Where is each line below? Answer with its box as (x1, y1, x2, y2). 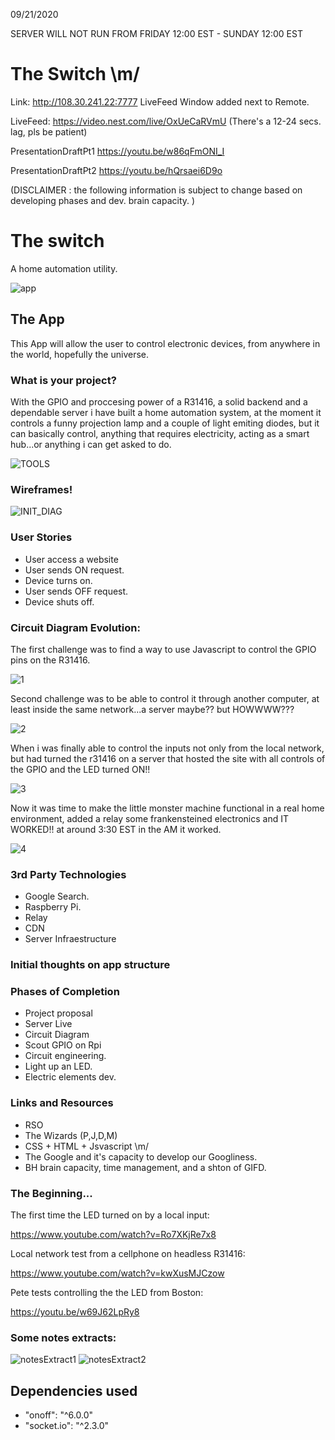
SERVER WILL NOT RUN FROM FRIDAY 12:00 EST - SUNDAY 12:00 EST (10, 28, 303, 39)
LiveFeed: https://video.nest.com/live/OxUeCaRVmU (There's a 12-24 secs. (10, 115, 322, 127)
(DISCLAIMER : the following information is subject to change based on (10, 184, 303, 196)
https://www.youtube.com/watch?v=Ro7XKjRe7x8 (10, 1228, 217, 1240)
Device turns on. (24, 574, 93, 586)
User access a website (24, 553, 119, 565)
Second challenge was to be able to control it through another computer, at (10, 692, 320, 704)
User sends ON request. (24, 564, 125, 576)
